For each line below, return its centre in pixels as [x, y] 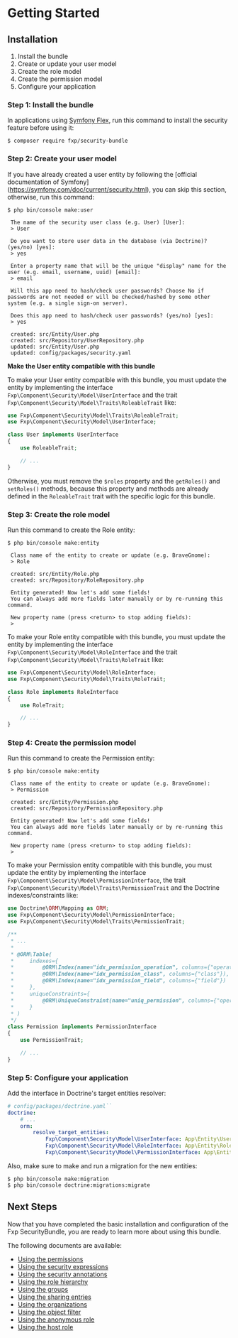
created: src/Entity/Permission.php [64, 803]
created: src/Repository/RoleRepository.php [77, 580]
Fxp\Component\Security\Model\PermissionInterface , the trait [97, 880]
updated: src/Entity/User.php [55, 347]
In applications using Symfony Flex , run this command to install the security [118, 120]
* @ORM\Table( [31, 954]
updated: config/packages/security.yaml [71, 353]
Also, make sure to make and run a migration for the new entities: [102, 1165]
